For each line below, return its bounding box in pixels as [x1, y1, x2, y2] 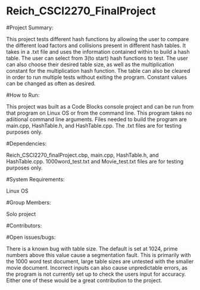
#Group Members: [6, 199, 52, 206]
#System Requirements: [6, 175, 65, 183]
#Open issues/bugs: [6, 233, 56, 240]
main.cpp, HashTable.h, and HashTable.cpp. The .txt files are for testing [6, 122, 182, 129]
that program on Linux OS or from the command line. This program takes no [6, 109, 192, 116]
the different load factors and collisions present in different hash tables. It [6, 42, 186, 49]
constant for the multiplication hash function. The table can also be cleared [6, 67, 190, 74]
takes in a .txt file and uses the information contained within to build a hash [6, 48, 190, 55]
